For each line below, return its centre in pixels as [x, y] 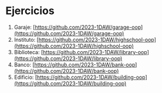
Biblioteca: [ [28, 52]
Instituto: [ [26, 39]
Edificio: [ [26, 77]
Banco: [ [24, 64]
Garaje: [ [24, 27]
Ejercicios [30, 11]
